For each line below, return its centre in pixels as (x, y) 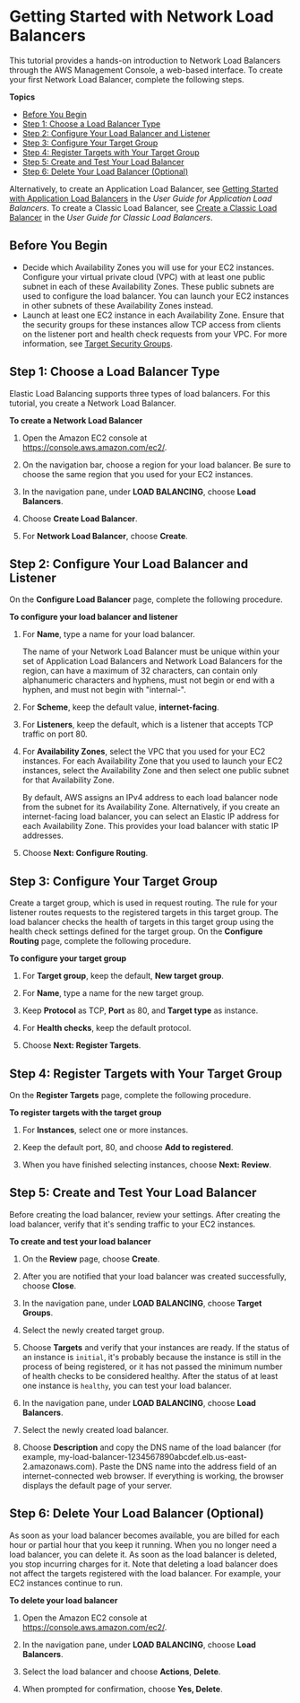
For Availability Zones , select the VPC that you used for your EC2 (144, 752)
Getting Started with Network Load (142, 17)
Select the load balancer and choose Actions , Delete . (121, 1672)
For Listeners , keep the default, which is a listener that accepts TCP (148, 725)
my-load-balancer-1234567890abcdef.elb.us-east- (153, 1456)
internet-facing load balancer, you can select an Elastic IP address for (150, 817)
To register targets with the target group (86, 1113)
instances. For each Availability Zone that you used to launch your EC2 (153, 761)
